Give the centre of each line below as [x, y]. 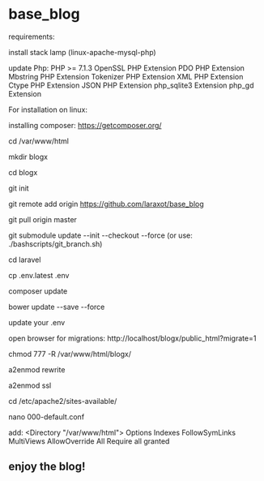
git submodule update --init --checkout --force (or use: [100, 235]
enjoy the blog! [47, 467]
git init [19, 188]
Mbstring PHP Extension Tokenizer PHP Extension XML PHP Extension [126, 76]
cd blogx [23, 172]
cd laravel [25, 260]
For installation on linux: [48, 110]
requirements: [32, 37]
